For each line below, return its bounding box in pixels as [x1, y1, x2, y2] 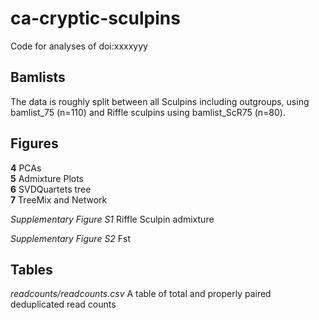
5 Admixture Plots [10, 172, 85, 184]
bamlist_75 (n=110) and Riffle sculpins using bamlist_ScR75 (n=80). [10, 106, 286, 118]
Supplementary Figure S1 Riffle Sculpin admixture [10, 213, 215, 225]
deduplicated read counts [10, 298, 117, 311]
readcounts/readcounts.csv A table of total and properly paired [10, 288, 272, 300]
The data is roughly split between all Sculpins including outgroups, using [10, 95, 310, 107]
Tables [10, 261, 53, 278]
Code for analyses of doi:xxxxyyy [10, 40, 148, 52]
